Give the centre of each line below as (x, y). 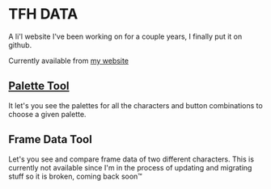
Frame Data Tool (51, 139)
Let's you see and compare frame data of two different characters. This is (131, 159)
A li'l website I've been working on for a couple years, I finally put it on (125, 36)
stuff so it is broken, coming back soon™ (76, 176)
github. (20, 44)
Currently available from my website (69, 61)
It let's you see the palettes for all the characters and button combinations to (135, 105)
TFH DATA (43, 14)
